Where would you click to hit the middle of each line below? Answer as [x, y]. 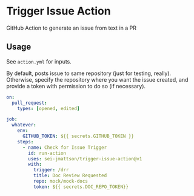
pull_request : [29, 103]
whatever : [24, 125]
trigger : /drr [51, 170]
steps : [25, 142]
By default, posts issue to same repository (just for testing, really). [89, 73]
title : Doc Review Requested [70, 176]
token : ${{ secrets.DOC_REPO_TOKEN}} [81, 187]
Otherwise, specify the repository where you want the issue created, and [97, 79]
